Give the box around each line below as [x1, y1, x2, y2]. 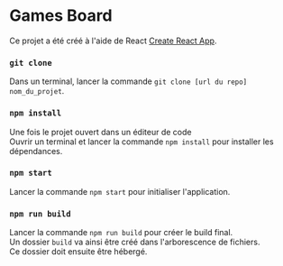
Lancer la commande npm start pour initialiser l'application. [9, 186, 231, 197]
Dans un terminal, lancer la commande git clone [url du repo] [9, 76, 248, 87]
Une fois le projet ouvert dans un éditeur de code [9, 126, 192, 137]
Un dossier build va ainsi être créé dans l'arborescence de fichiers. [9, 236, 260, 248]
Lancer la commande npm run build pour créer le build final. [9, 227, 233, 238]
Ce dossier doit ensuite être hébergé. [9, 246, 148, 257]
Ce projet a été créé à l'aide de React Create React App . [9, 35, 217, 46]
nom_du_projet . [9, 86, 65, 96]
